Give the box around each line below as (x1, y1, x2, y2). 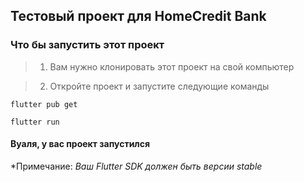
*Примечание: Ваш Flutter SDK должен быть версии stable (10, 160, 263, 172)
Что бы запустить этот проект (10, 38, 165, 52)
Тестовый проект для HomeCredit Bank (10, 8, 267, 25)
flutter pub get (10, 99, 78, 109)
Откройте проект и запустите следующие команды (49, 80, 270, 92)
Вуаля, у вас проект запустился (10, 138, 151, 150)
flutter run (10, 117, 60, 127)
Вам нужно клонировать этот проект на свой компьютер (49, 60, 295, 73)
